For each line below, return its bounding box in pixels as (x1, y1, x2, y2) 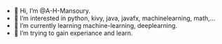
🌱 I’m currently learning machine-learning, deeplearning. (13, 22, 178, 29)
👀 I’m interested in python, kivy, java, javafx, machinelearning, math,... (13, 14, 216, 22)
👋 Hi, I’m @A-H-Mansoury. (13, 7, 91, 15)
